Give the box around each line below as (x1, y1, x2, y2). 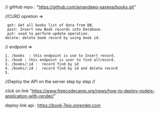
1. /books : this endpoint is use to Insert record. (5, 53, 116, 58)
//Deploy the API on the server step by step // (5, 79, 96, 84)
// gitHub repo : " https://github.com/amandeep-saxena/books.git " (5, 4, 136, 10)
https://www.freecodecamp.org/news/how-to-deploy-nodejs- (31, 88, 155, 94)
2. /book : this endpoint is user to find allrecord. (5, 57, 116, 62)
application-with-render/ (5, 93, 54, 99)
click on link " (5, 88, 32, 94)
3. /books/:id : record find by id (5, 62, 79, 67)
